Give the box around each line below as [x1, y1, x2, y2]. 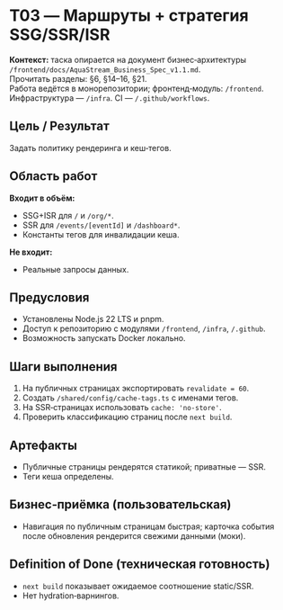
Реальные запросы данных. [22, 264, 129, 274]
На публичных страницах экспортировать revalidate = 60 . [22, 383, 250, 394]
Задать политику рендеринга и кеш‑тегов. [9, 142, 172, 153]
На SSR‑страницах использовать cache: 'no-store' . [22, 402, 222, 413]
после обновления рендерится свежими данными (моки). [22, 530, 246, 541]
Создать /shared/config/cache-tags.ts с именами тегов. [22, 392, 239, 403]
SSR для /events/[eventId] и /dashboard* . [22, 220, 181, 230]
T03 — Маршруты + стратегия [9, 5, 249, 26]
